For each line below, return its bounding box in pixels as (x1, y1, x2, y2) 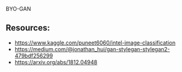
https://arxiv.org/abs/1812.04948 (14, 58, 98, 66)
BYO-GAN (5, 5, 31, 12)
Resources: (5, 23, 50, 33)
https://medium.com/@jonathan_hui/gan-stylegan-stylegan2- (14, 45, 170, 52)
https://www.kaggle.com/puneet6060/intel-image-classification (14, 39, 176, 46)
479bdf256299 (14, 52, 53, 59)
